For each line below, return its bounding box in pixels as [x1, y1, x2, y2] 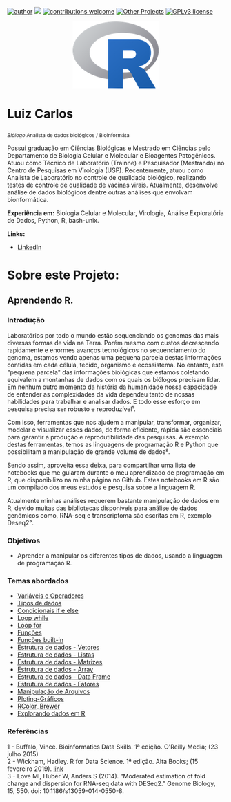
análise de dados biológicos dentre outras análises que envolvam [7, 188, 193, 197]
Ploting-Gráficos [17, 695, 64, 703]
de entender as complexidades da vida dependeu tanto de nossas [7, 390, 195, 398]
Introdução [7, 316, 45, 325]
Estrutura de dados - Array [17, 665, 94, 674]
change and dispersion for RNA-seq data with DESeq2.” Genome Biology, [7, 779, 216, 787]
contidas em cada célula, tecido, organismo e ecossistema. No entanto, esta [7, 361, 224, 369]
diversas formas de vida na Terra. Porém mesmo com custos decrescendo [7, 338, 219, 347]
